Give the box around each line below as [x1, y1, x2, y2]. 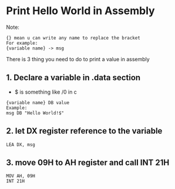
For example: [6, 40, 38, 46]
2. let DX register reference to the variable [6, 126, 163, 136]
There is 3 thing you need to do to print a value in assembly [6, 55, 150, 62]
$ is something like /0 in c [14, 88, 78, 95]
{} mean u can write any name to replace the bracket [6, 35, 141, 41]
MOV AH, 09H [6, 173, 35, 179]
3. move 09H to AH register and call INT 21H [6, 157, 170, 167]
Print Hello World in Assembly [6, 4, 155, 18]
